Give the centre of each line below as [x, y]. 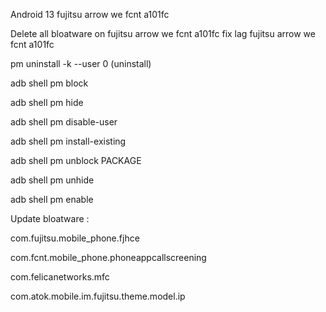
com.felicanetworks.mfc [60, 277]
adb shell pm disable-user [64, 122]
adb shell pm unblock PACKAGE [76, 160]
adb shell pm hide [47, 102]
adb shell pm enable [52, 199]
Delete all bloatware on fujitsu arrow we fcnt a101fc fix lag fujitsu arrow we [163, 33]
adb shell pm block [49, 83]
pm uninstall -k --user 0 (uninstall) [81, 63]
